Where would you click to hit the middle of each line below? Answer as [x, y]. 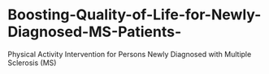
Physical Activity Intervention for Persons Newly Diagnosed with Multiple [130, 54]
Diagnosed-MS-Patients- [95, 32]
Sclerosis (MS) [32, 63]
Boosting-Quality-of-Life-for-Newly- [134, 15]
